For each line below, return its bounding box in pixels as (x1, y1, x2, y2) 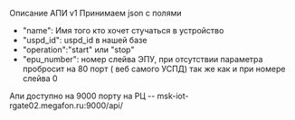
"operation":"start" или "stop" (22, 44, 135, 55)
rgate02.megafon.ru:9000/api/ (9, 100, 124, 111)
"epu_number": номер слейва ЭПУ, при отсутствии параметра (22, 54, 263, 64)
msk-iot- (157, 90, 189, 101)
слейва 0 (22, 73, 58, 84)
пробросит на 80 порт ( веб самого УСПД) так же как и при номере (22, 63, 286, 74)
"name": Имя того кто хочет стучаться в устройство (22, 25, 224, 35)
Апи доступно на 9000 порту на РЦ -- (9, 90, 156, 101)
